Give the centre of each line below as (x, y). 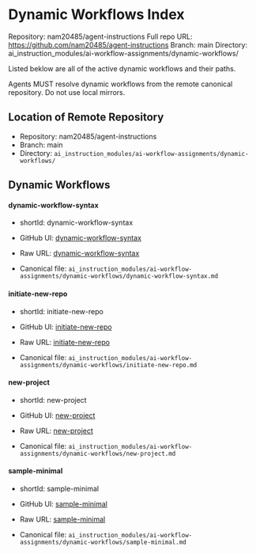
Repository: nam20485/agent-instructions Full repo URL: (100, 36)
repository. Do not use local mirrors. (67, 92)
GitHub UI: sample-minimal (64, 503)
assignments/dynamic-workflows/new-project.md (98, 453)
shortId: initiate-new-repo (62, 311)
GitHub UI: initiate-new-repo (66, 327)
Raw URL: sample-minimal (62, 519)
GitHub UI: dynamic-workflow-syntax (81, 238)
